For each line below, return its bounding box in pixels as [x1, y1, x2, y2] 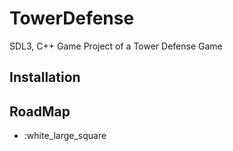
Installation [9, 69, 81, 86]
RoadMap [9, 103, 71, 120]
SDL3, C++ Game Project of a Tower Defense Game [9, 40, 223, 52]
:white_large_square [23, 130, 107, 142]
